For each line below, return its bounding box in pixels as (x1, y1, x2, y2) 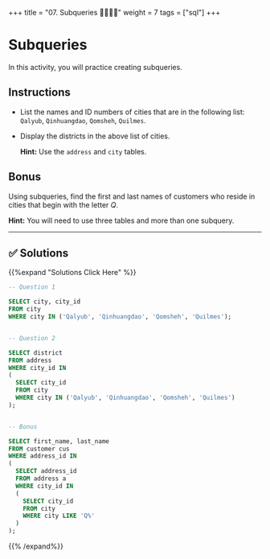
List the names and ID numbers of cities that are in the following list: (19, 107, 245, 117)
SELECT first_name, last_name (8, 437, 110, 446)
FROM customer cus (8, 445, 70, 453)
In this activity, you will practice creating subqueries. (8, 62, 182, 72)
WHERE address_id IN (8, 452, 78, 460)
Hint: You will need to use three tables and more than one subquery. (8, 216, 235, 225)
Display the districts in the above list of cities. (19, 131, 170, 141)
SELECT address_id (15, 467, 78, 475)
